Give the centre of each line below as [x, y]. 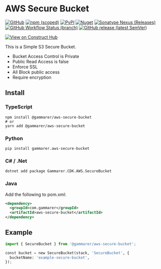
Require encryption [32, 77]
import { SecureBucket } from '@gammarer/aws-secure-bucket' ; [71, 244]
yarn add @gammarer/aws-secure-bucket [45, 126]
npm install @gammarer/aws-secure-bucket [49, 117]
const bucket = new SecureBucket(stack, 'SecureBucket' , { [67, 253]
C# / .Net [16, 161]
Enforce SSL [25, 67]
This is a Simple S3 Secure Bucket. [41, 46]
